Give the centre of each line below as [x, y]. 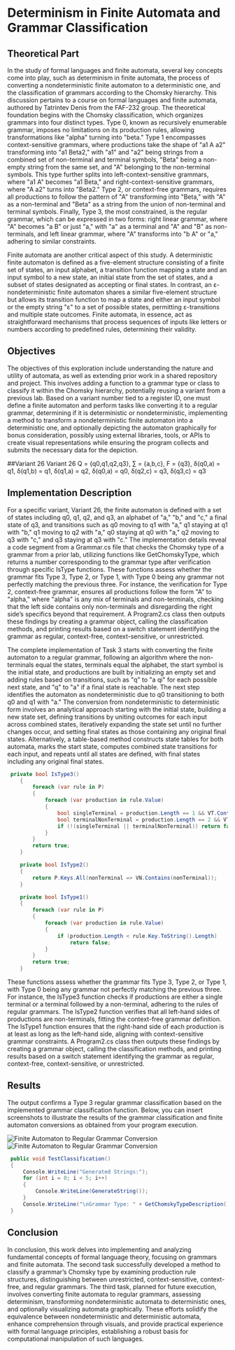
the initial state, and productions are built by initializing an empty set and [112, 672]
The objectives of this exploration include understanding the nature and [110, 368]
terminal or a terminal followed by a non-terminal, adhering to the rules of [113, 1004]
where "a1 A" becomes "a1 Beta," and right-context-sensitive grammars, [111, 182]
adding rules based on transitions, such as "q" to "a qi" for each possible [112, 680]
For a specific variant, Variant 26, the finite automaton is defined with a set [114, 509]
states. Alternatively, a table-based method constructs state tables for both [115, 739]
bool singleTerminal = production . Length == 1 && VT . [137, 813]
